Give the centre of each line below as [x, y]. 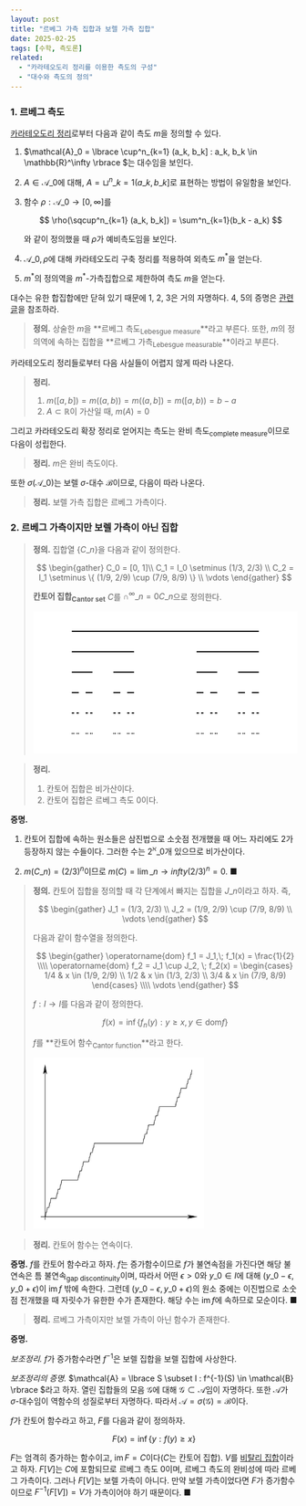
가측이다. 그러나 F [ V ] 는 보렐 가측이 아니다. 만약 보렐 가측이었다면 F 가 [142, 1480]
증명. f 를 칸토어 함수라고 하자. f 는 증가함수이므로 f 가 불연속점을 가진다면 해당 [146, 1264]
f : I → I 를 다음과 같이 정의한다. [88, 1004]
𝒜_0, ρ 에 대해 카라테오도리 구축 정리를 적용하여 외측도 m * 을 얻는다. [143, 258]
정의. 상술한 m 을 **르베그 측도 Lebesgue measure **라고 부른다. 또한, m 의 [159, 330]
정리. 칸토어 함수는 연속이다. [82, 1245]
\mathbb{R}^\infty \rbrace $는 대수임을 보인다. [108, 163]
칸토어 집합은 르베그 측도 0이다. [102, 800]
